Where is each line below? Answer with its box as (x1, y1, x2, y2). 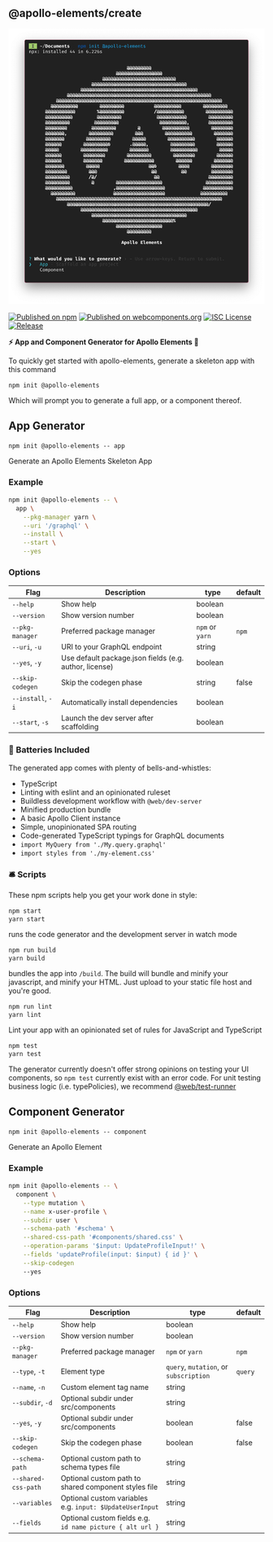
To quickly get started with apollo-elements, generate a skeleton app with (8, 356, 255, 366)
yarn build (8, 954, 45, 962)
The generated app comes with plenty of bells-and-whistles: (8, 763, 211, 773)
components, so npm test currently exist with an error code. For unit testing (8, 1072, 262, 1082)
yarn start (8, 915, 45, 923)
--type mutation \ (23, 1198, 85, 1207)
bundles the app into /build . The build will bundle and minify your (8, 968, 229, 978)
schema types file (60, 1461, 120, 1472)
